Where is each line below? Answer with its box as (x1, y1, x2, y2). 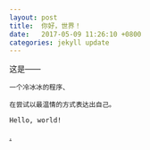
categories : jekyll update (9, 37, 110, 47)
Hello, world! (9, 116, 62, 125)
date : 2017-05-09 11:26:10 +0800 (9, 29, 142, 38)
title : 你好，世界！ (9, 21, 82, 30)
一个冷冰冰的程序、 (9, 83, 70, 92)
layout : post (9, 12, 58, 22)
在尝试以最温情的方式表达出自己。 (9, 100, 116, 110)
